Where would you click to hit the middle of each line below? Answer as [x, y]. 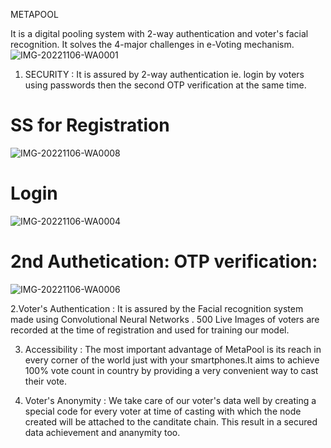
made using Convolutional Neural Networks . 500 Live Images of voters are [165, 319]
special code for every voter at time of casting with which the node [163, 411]
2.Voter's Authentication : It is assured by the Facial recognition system [157, 308]
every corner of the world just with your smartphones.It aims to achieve [172, 360]
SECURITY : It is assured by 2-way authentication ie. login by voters [164, 74]
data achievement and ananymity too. [102, 432]
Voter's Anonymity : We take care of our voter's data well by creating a [170, 400]
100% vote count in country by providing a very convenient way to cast [171, 370]
